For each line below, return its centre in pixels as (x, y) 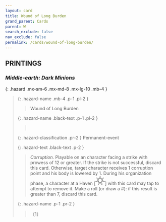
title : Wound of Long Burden (36, 16)
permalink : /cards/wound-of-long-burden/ (49, 43)
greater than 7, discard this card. (64, 194)
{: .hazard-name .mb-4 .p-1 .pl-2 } (53, 99)
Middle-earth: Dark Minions (40, 78)
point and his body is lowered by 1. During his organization (91, 173)
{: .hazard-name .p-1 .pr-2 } (46, 203)
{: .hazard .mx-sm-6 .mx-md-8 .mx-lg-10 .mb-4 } (56, 89)
